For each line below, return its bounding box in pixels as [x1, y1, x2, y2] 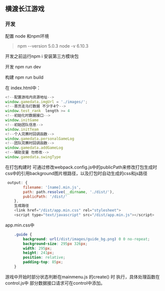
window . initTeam [5, 127, 39, 132]
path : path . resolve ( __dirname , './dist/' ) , [23, 189, 114, 194]
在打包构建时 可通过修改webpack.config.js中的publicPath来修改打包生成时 [5, 164, 158, 170]
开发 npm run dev [5, 63, 41, 69]
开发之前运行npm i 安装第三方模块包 [5, 53, 79, 59]
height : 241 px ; [23, 250, 55, 255]
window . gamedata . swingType [5, 155, 61, 160]
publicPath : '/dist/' [23, 194, 68, 199]
